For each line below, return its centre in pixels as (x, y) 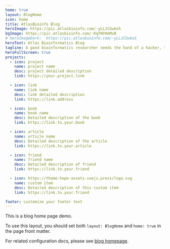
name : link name (32, 90)
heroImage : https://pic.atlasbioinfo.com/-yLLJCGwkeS (63, 29)
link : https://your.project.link (50, 76)
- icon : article (27, 132)
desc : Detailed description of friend (55, 165)
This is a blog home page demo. (39, 216)
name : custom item (34, 183)
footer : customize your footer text (44, 202)
